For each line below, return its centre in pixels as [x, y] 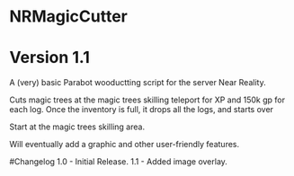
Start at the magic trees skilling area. [77, 127]
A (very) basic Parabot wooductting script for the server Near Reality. [138, 83]
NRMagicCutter [68, 17]
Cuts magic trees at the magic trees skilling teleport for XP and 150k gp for [147, 100]
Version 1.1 [49, 58]
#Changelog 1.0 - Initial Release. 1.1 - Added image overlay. [118, 162]
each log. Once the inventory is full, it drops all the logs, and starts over [142, 110]
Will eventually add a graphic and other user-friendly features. [125, 145]
